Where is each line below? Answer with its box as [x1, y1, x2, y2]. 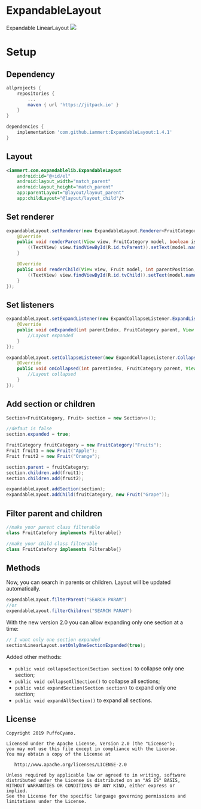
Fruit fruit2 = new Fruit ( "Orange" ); [6, 453, 100, 459]
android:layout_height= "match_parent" [17, 184, 114, 190]
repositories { [17, 91, 55, 97]
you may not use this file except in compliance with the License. [6, 745, 178, 752]
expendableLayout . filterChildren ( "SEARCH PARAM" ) [6, 608, 133, 614]
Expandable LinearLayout [6, 24, 69, 31]
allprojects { [6, 85, 42, 91]
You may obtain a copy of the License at [6, 751, 111, 757]
